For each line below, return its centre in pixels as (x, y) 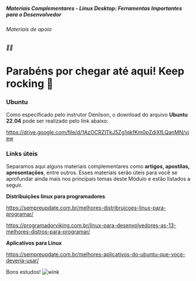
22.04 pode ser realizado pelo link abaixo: (57, 121)
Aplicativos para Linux (34, 243)
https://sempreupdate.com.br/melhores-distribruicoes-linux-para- (86, 208)
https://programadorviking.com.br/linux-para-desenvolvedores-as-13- (91, 225)
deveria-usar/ (23, 260)
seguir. (14, 185)
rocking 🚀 (30, 84)
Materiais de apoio (29, 29)
